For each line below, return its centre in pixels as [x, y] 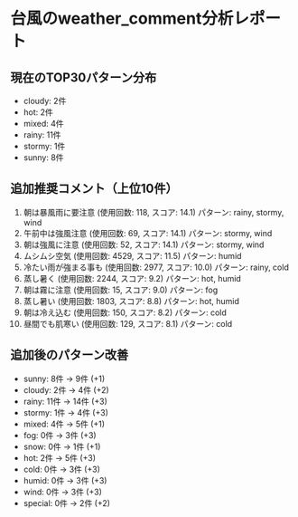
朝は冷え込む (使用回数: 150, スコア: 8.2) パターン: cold [125, 312]
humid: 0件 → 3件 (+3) [65, 480]
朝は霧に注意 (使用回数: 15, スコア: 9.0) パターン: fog [121, 290]
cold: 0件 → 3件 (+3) [61, 469]
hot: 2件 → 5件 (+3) [59, 457]
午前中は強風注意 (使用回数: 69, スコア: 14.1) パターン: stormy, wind [148, 233]
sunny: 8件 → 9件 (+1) [64, 378]
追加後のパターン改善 [70, 355]
